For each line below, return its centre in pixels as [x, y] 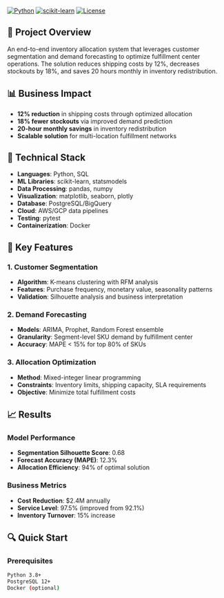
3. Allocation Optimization [52, 362]
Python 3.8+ [24, 575]
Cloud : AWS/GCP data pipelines [63, 211]
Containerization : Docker [54, 225]
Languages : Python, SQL [53, 174]
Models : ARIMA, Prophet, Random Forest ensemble [90, 330]
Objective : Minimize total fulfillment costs [76, 392]
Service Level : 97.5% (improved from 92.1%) [81, 507]
